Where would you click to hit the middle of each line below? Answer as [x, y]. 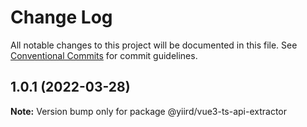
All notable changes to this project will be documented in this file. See [154, 45]
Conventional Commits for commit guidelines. [104, 55]
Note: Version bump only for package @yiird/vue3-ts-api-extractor [149, 111]
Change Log [61, 17]
